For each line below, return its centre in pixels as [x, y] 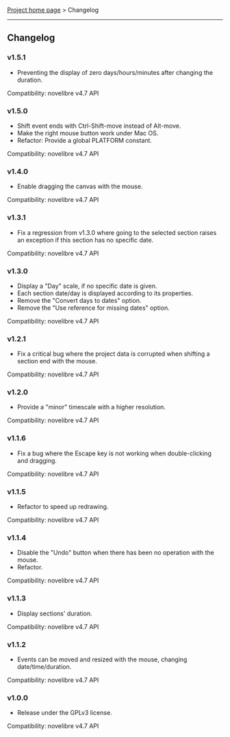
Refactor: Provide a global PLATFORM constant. [85, 140]
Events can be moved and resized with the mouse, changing [102, 659]
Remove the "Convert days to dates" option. [79, 300]
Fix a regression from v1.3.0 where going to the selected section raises [117, 232]
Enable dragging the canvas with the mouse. [80, 186]
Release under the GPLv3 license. [64, 713]
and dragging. [37, 460]
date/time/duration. [44, 666]
